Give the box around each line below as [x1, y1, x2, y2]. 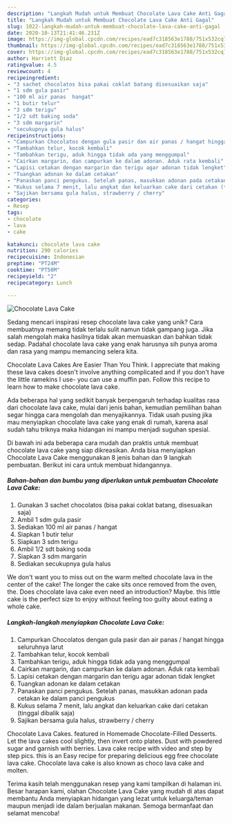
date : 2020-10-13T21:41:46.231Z [7, 29, 100, 37]
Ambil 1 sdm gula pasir [17, 516, 81, 524]
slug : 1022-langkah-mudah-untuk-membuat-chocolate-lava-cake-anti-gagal [7, 23, 221, 30]
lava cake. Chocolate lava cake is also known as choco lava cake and [7, 759, 204, 767]
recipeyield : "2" [7, 273, 57, 280]
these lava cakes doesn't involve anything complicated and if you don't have [7, 367, 225, 376]
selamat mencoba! [7, 809, 60, 817]
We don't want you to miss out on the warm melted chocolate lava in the [7, 573, 213, 581]
